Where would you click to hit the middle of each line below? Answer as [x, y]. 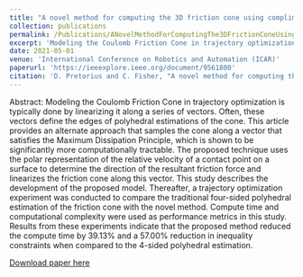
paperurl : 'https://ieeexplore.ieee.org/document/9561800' [123, 68]
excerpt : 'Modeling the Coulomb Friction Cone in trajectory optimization [153, 43]
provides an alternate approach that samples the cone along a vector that [146, 130]
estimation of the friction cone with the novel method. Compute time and [144, 207]
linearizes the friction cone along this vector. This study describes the [139, 178]
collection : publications [58, 26]
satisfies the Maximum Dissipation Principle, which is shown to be [132, 139]
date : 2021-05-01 [42, 51]
